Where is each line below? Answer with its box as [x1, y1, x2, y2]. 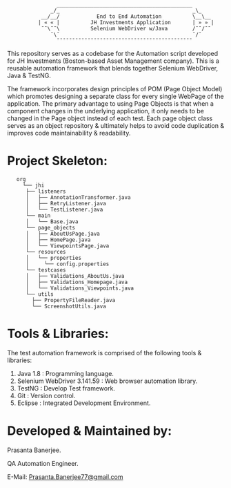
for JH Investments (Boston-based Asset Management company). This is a [7, 57, 219, 65]
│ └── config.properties [25, 261, 110, 268]
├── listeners [25, 188, 67, 195]
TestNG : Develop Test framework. [17, 384, 116, 392]
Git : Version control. [17, 391, 76, 400]
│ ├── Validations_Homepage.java [25, 279, 128, 285]
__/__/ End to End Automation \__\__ [41, 13, 212, 20]
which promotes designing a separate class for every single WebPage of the [7, 92, 224, 100]
